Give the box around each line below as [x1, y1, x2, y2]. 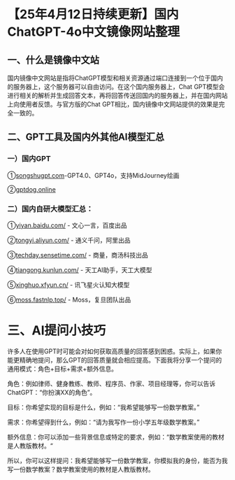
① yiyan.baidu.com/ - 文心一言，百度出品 [7, 221, 127, 230]
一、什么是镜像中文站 [7, 54, 99, 66]
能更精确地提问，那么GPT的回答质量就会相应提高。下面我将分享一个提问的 [7, 355, 222, 364]
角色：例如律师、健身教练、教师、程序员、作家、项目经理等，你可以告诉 [7, 379, 215, 388]
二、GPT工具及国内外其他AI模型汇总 [7, 131, 164, 143]
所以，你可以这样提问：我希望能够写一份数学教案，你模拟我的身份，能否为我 [7, 456, 228, 465]
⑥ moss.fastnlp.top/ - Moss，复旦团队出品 [7, 295, 131, 304]
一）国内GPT [7, 154, 51, 164]
